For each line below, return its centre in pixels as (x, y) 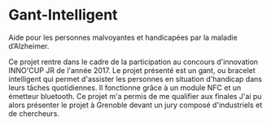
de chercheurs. (34, 113)
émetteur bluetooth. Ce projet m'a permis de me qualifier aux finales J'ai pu (135, 96)
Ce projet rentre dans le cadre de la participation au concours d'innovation (133, 62)
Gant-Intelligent (63, 15)
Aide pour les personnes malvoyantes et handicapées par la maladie (123, 37)
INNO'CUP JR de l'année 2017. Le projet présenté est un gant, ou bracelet (132, 70)
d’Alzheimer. (29, 45)
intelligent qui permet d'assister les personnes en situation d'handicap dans (135, 79)
